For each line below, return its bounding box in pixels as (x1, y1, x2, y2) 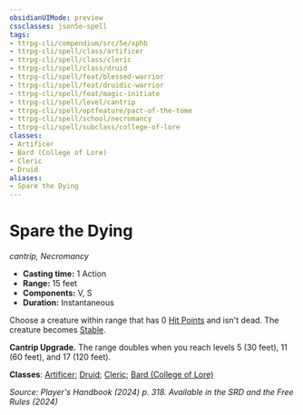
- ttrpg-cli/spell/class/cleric (9, 55, 132, 64)
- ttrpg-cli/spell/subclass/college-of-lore (9, 123, 181, 132)
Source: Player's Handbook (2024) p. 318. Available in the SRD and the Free (9, 387, 294, 398)
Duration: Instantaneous (22, 297, 115, 308)
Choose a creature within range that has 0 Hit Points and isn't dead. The (9, 314, 279, 326)
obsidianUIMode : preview (9, 13, 103, 23)
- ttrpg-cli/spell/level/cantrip (9, 97, 136, 107)
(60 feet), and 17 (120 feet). (9, 352, 112, 362)
